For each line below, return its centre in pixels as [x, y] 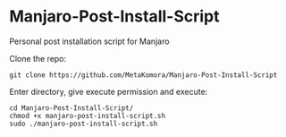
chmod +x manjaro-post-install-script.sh [88, 116]
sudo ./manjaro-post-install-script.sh [84, 124]
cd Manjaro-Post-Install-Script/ [71, 108]
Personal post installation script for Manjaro [89, 41]
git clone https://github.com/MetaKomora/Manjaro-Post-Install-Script [143, 75]
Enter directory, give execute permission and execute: [109, 91]
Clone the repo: [38, 58]
